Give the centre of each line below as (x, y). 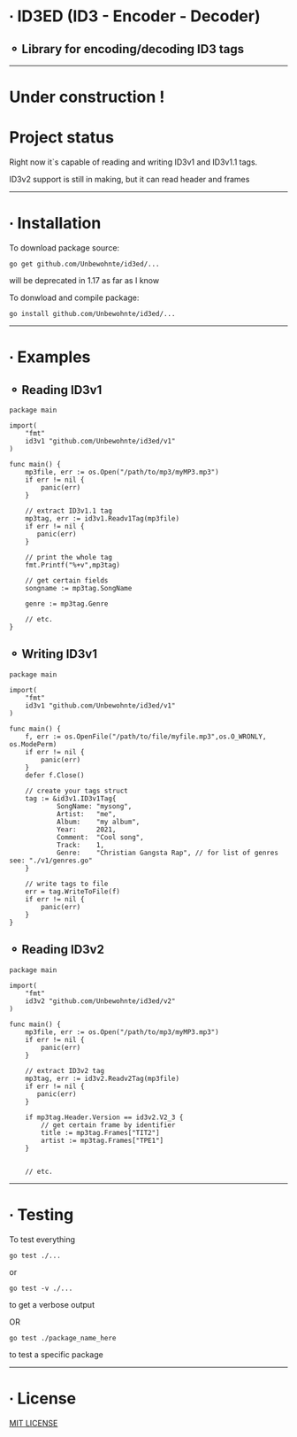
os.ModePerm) (33, 744)
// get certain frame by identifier (108, 1125)
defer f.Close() (55, 775)
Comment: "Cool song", (100, 837)
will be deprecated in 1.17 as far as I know (84, 281)
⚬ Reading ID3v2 (57, 950)
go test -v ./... (41, 1288)
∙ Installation (55, 224)
